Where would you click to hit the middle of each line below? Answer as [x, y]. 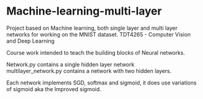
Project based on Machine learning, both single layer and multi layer [92, 28]
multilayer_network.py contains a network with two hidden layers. [89, 70]
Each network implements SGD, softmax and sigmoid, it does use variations [102, 83]
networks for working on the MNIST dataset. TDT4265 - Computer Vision [98, 34]
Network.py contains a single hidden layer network [70, 64]
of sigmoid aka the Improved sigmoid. [54, 89]
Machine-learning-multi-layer [84, 11]
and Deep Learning [31, 41]
